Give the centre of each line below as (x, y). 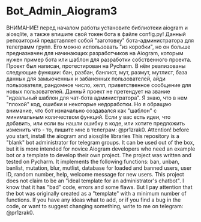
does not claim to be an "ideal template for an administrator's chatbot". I (95, 181)
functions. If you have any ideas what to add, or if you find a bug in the (94, 200)
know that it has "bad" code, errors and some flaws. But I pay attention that (100, 187)
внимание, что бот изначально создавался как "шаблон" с (82, 110)
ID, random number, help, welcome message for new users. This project (95, 174)
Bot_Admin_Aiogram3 (62, 11)
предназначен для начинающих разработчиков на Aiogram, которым (95, 53)
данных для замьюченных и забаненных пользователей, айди (86, 79)
